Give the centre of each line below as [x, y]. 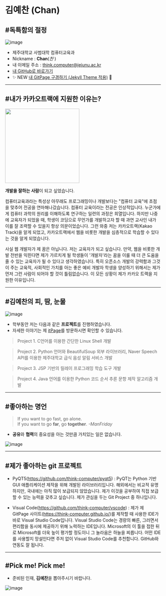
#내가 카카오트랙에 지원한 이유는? [53, 99]
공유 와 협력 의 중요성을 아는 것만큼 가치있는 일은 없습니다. [67, 434]
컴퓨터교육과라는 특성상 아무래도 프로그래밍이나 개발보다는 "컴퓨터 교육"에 [77, 201]
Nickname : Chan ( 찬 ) [34, 59]
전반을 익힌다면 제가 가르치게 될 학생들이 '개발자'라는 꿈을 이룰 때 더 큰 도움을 [84, 255]
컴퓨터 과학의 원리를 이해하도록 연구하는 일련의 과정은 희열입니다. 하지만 [80, 213]
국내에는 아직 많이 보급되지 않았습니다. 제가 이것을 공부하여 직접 [88, 491]
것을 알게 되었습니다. [30, 238]
